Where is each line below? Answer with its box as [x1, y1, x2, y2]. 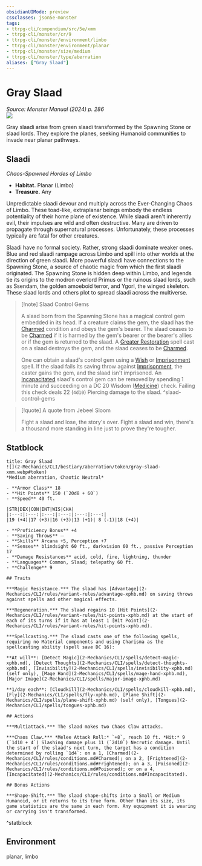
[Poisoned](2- [155, 761, 191, 767]
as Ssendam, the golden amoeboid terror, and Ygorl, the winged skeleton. [6, 282, 190, 290]
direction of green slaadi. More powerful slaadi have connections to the [6, 257, 184, 264]
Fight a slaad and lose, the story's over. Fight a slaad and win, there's [21, 419, 194, 426]
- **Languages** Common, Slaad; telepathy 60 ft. [6, 559, 134, 565]
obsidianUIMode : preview [6, 8, 69, 15]
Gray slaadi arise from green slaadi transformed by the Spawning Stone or [6, 124, 192, 131]
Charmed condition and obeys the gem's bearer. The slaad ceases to [21, 325, 194, 333]
